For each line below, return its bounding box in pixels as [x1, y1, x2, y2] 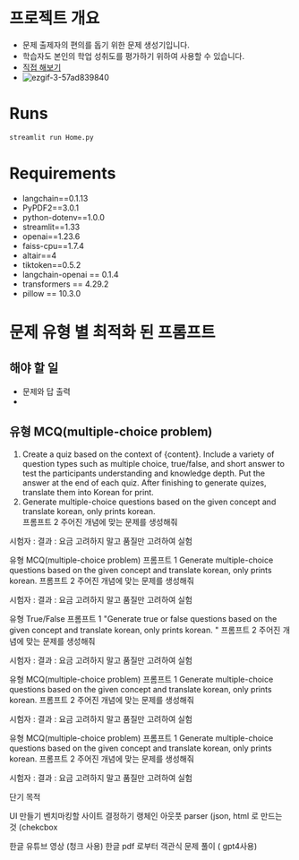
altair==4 [21, 250, 56, 261]
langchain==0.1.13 [21, 193, 89, 203]
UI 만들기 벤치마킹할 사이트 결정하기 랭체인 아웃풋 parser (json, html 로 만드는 [9, 810, 283, 821]
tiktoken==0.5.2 [21, 259, 81, 270]
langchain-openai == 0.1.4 [21, 269, 119, 279]
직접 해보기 [21, 62, 62, 73]
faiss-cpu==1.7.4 [21, 240, 85, 251]
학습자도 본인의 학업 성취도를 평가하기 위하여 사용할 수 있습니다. [21, 50, 244, 61]
